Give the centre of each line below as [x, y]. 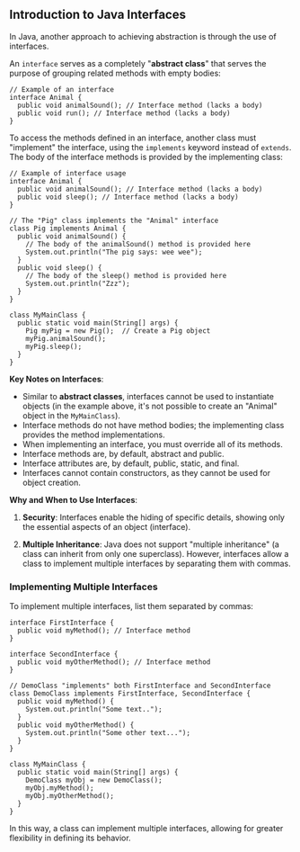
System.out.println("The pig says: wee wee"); [114, 252]
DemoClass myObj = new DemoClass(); [94, 780]
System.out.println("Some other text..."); [108, 733]
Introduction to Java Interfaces [98, 15]
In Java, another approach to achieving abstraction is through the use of [143, 36]
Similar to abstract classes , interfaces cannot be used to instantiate [148, 396]
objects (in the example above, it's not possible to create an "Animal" [150, 406]
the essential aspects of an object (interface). [106, 526]
